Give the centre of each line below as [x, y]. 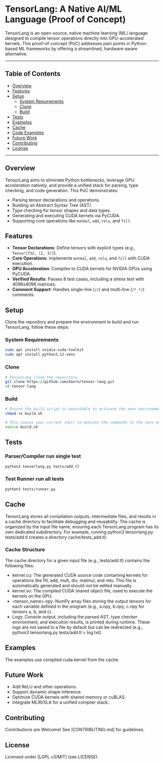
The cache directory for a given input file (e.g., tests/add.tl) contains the [78, 560]
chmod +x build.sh [24, 414]
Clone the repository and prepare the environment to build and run [72, 322]
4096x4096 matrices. [34, 284]
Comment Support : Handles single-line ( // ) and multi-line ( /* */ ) [78, 290]
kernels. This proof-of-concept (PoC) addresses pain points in [68, 43]
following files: [20, 566]
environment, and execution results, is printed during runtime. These [81, 622]
